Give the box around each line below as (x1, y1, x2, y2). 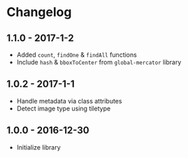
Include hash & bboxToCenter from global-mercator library (16, 58, 182, 66)
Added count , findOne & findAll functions (16, 50, 137, 59)
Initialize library (16, 143, 61, 151)
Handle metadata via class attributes (16, 96, 122, 105)
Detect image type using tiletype (16, 104, 111, 113)
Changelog (6, 4, 72, 20)
